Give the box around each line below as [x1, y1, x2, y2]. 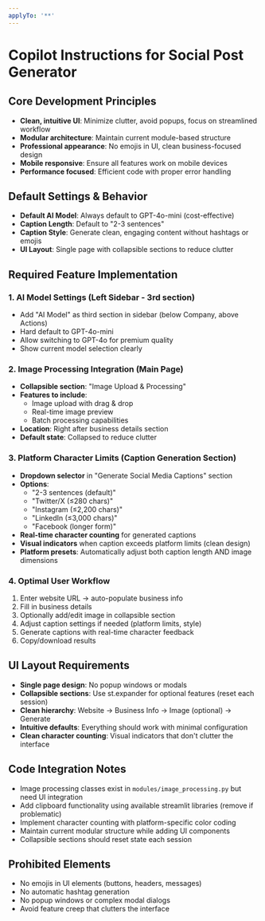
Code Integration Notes [8, 762, 127, 776]
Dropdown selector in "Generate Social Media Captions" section [19, 470, 233, 480]
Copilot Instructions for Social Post [8, 45, 244, 64]
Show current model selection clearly [19, 344, 143, 353]
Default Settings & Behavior [8, 190, 148, 203]
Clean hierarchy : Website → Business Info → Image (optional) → [19, 705, 232, 714]
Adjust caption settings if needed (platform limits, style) [19, 619, 202, 628]
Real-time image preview [31, 407, 114, 417]
